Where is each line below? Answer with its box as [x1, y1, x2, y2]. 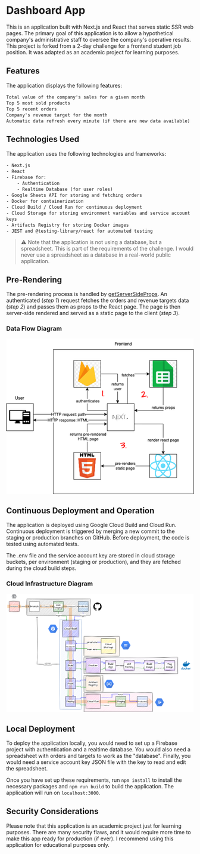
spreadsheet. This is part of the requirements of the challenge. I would [20, 245, 194, 252]
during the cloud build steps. [6, 565, 77, 572]
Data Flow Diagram [6, 325, 62, 333]
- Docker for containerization [6, 198, 84, 204]
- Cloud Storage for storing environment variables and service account [6, 210, 190, 216]
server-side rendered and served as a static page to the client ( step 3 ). [6, 310, 180, 317]
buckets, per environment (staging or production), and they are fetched [6, 559, 182, 566]
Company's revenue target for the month [6, 112, 108, 118]
